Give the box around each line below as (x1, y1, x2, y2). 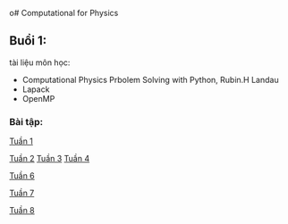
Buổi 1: (9, 33, 47, 48)
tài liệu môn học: (9, 57, 71, 68)
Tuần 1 (9, 136, 34, 146)
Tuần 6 (9, 170, 36, 181)
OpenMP (21, 93, 55, 104)
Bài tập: (9, 115, 43, 128)
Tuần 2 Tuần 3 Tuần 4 (9, 153, 90, 164)
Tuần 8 (9, 205, 36, 216)
